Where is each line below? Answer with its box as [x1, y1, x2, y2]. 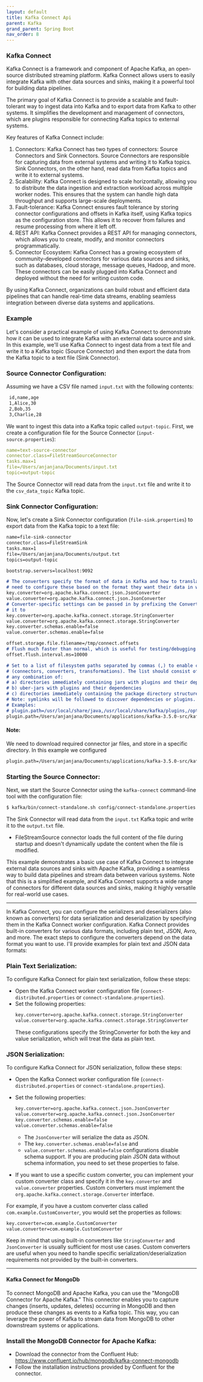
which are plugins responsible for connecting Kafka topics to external [6, 116, 179, 123]
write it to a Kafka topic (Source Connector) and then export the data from [6, 347, 191, 355]
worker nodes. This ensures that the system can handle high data [14, 190, 178, 198]
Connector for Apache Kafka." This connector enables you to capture [6, 1296, 179, 1303]
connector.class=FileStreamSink [6, 540, 88, 546]
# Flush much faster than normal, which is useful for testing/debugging [6, 646, 196, 652]
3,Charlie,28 [8, 411, 42, 417]
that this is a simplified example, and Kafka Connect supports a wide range [6, 877, 193, 885]
